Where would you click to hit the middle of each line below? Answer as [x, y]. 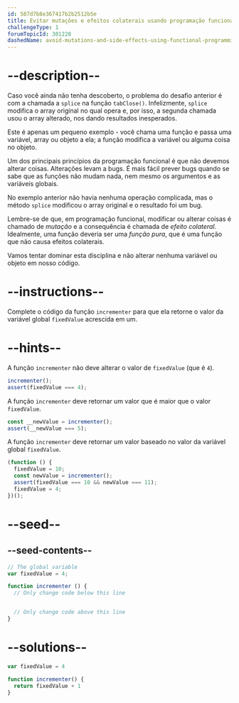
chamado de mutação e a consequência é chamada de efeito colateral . [112, 227]
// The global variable [43, 567]
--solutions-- [47, 648]
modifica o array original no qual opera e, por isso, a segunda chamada [112, 111]
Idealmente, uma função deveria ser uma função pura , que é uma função [115, 234]
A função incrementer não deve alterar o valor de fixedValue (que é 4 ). [111, 367]
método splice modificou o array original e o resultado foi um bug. [105, 205]
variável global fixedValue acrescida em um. [73, 319]
